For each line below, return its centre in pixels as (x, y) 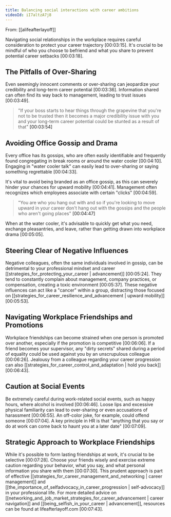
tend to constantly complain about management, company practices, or (81, 279)
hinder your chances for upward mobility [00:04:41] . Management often (81, 187)
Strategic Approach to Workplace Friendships (80, 442)
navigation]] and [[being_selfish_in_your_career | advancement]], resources (85, 504)
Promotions (24, 325)
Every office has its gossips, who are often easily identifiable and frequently (85, 156)
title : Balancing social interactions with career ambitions (72, 10)
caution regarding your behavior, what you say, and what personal (75, 466)
